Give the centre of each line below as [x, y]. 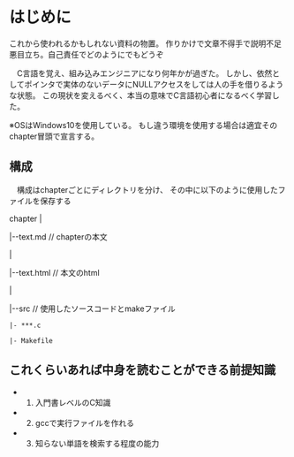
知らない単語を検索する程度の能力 [97, 443]
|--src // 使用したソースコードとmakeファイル [92, 308]
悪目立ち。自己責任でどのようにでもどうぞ [87, 54]
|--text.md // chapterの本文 [58, 236]
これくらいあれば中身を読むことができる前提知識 [143, 370]
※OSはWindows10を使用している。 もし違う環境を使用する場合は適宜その [143, 125]
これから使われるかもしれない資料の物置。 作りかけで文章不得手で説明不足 [146, 43]
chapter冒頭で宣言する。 [54, 136]
